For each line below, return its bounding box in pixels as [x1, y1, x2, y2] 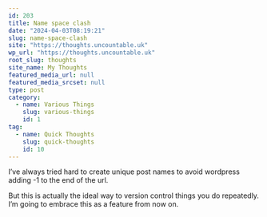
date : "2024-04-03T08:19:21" [8, 26, 106, 34]
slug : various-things [22, 108, 94, 116]
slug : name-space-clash [8, 34, 88, 42]
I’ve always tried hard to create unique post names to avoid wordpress [8, 167, 240, 176]
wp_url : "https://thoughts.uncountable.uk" [8, 49, 156, 57]
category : [8, 93, 42, 101]
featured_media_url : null [8, 71, 94, 79]
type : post [8, 85, 45, 94]
